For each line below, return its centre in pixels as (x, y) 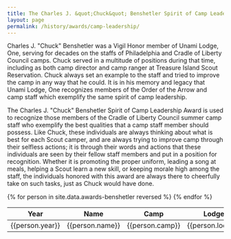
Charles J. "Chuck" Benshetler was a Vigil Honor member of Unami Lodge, (113, 46)
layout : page (26, 20)
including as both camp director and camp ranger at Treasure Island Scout (112, 68)
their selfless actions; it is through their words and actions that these (104, 147)
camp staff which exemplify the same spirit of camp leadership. (97, 97)
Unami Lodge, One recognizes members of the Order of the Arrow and (107, 90)
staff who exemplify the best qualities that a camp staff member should (108, 125)
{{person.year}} (35, 226)
